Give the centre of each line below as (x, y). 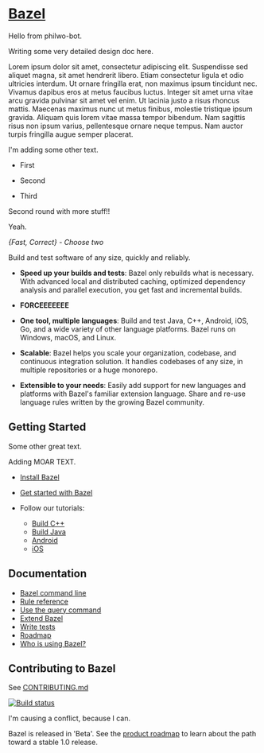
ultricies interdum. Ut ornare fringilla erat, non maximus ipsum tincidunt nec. (133, 83)
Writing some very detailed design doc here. (81, 51)
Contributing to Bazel (62, 668)
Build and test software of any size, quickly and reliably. (99, 257)
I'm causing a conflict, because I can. (70, 718)
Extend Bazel (41, 618)
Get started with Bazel (56, 492)
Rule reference (44, 601)
